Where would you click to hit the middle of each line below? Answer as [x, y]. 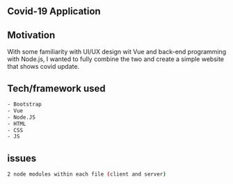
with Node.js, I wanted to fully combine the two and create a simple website [116, 59]
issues [22, 158]
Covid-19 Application [54, 11]
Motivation [31, 35]
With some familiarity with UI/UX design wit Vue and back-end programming [117, 52]
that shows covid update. [43, 67]
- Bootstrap [24, 104]
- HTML [17, 124]
